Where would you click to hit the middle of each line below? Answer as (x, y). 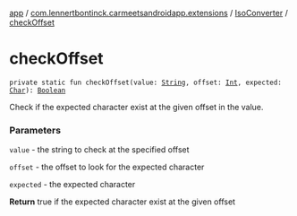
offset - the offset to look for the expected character (107, 167)
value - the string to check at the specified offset (99, 150)
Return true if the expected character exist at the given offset (122, 202)
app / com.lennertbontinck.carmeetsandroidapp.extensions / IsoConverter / (148, 13)
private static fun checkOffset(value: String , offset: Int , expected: (145, 82)
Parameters (35, 130)
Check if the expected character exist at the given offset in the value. (136, 107)
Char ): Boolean (38, 90)
